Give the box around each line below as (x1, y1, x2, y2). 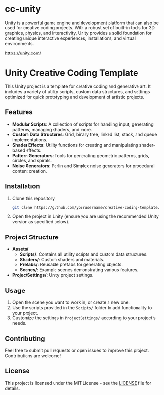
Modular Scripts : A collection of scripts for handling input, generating (12, 121, 154, 127)
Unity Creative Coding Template (5, 67, 138, 79)
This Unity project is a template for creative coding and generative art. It (5, 83, 151, 89)
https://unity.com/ (5, 50, 42, 56)
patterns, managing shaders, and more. (12, 126, 92, 132)
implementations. (12, 136, 48, 143)
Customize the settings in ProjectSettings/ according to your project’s (12, 315, 156, 321)
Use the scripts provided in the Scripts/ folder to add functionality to (12, 305, 152, 310)
